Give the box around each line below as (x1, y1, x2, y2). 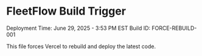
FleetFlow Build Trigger (6, 4, 127, 18)
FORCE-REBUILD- (151, 24, 197, 32)
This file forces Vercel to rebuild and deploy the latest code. (6, 43, 156, 50)
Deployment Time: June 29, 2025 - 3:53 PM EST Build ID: (6, 24, 151, 32)
